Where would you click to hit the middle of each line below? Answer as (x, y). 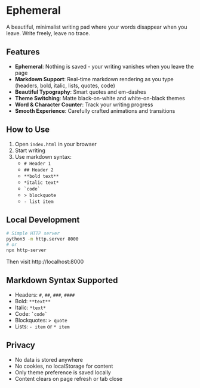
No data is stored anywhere (49, 359)
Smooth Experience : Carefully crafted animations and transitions (95, 110)
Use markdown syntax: (43, 156)
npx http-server (26, 250)
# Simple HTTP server (33, 233)
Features (23, 52)
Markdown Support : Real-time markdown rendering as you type (94, 79)
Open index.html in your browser (56, 144)
